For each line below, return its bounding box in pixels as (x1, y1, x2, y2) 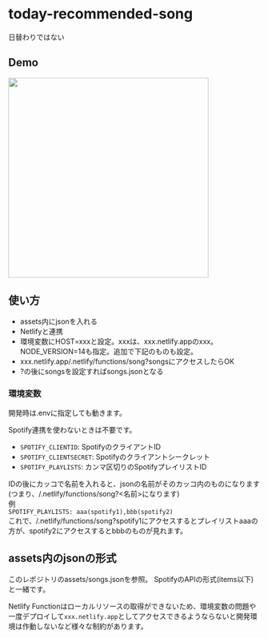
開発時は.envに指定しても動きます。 (8, 408, 126, 417)
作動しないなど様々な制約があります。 (22, 621, 148, 631)
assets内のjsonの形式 (8, 552, 117, 565)
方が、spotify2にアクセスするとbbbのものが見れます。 (8, 525, 188, 536)
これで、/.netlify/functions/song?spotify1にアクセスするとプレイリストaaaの (8, 516, 258, 525)
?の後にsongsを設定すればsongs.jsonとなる (19, 366, 164, 376)
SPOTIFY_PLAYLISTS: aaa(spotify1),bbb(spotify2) (8, 508, 174, 516)
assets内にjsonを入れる (19, 317, 98, 326)
